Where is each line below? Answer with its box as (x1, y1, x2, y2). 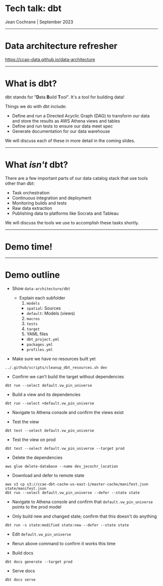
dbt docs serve (5, 577, 36, 582)
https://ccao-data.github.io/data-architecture (5, 56, 96, 62)
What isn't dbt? (5, 159, 68, 170)
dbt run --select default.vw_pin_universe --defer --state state (5, 490, 140, 495)
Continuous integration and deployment (12, 195, 92, 201)
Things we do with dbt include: (5, 103, 67, 109)
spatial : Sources (26, 305, 61, 311)
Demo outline (5, 269, 60, 280)
